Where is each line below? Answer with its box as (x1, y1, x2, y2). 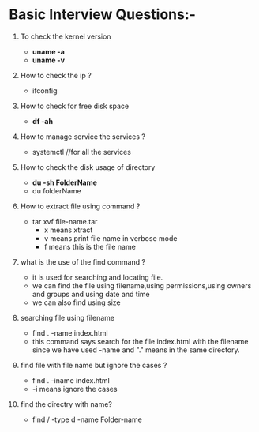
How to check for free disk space (20, 101, 129, 111)
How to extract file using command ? (20, 201, 141, 211)
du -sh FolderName (32, 178, 98, 187)
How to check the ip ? (20, 70, 92, 80)
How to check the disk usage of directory (20, 162, 156, 171)
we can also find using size (32, 298, 121, 307)
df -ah (32, 116, 54, 126)
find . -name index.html (32, 328, 109, 337)
